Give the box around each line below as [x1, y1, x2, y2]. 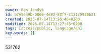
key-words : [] [5, 30, 35, 35]
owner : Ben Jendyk [5, 7, 44, 12]
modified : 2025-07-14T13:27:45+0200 [5, 21, 82, 26]
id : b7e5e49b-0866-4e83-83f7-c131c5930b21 [5, 12, 96, 17]
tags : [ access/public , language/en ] [5, 26, 82, 31]
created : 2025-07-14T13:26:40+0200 [5, 16, 80, 21]
